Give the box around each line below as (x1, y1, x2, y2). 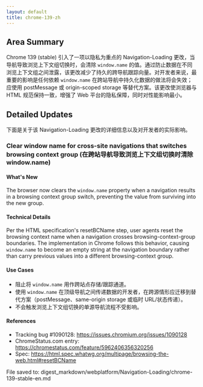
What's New (6, 173, 38, 180)
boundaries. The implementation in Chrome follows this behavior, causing (6, 239, 190, 247)
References (6, 317, 36, 325)
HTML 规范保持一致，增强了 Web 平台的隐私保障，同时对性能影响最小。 (6, 91, 185, 99)
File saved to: (6, 368, 40, 376)
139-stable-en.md (6, 374, 51, 382)
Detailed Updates (6, 109, 73, 120)
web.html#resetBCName (14, 356, 77, 363)
